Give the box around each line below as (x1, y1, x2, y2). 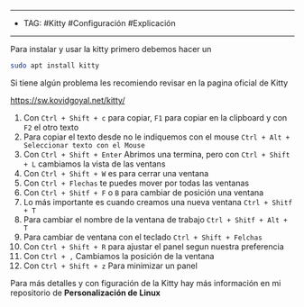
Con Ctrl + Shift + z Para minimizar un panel (23, 260, 198, 271)
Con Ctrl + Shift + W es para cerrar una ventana (23, 167, 209, 178)
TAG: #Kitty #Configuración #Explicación (23, 18, 177, 28)
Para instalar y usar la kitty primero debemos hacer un (10, 44, 212, 54)
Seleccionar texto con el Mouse (23, 140, 145, 149)
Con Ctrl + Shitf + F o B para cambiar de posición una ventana (23, 186, 264, 198)
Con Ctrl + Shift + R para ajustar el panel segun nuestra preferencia (23, 240, 285, 252)
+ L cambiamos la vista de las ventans (23, 158, 166, 169)
